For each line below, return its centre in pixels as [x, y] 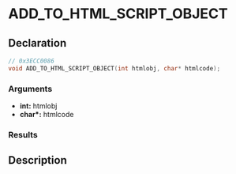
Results [23, 134]
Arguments [30, 89]
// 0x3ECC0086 [32, 61]
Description [37, 160]
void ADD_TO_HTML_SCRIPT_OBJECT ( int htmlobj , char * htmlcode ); [114, 68]
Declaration [37, 43]
